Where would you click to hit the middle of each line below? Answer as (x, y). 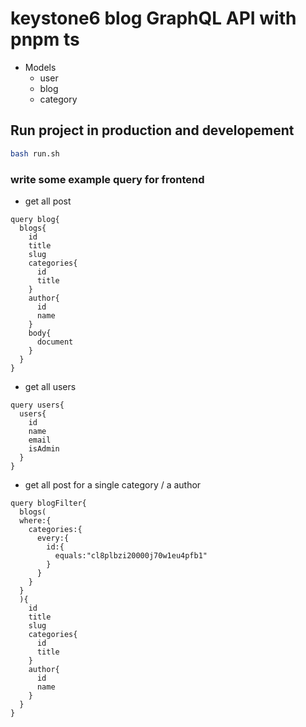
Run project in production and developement (152, 130)
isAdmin (44, 448)
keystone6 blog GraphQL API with (153, 18)
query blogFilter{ (48, 503)
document (55, 342)
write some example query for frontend (107, 179)
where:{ (35, 520)
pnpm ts (45, 39)
